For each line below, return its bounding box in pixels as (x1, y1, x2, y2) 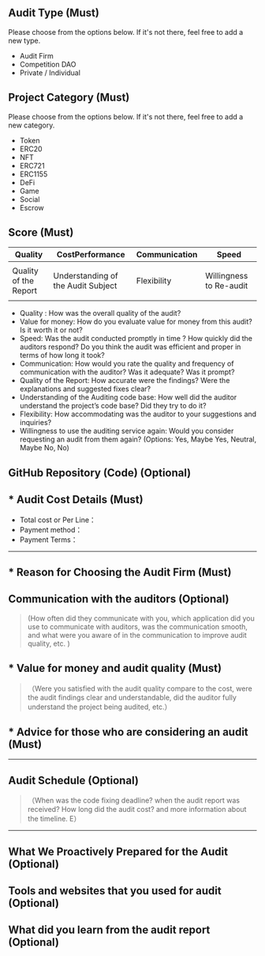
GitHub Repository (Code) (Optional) (8, 466, 192, 480)
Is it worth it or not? (19, 325, 83, 335)
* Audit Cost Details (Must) (8, 493, 144, 506)
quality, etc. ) (27, 639, 71, 648)
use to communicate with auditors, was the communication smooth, (27, 621, 248, 632)
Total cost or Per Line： (19, 514, 96, 525)
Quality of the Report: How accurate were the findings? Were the (19, 376, 230, 385)
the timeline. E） (27, 814, 81, 824)
